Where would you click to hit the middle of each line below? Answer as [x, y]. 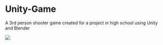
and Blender [18, 28]
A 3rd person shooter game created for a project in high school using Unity [81, 23]
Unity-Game [31, 9]
